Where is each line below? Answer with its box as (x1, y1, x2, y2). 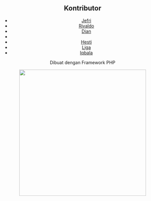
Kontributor (64, 4, 101, 13)
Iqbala (80, 49, 93, 56)
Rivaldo (78, 23, 95, 29)
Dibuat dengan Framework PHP (50, 59, 116, 65)
